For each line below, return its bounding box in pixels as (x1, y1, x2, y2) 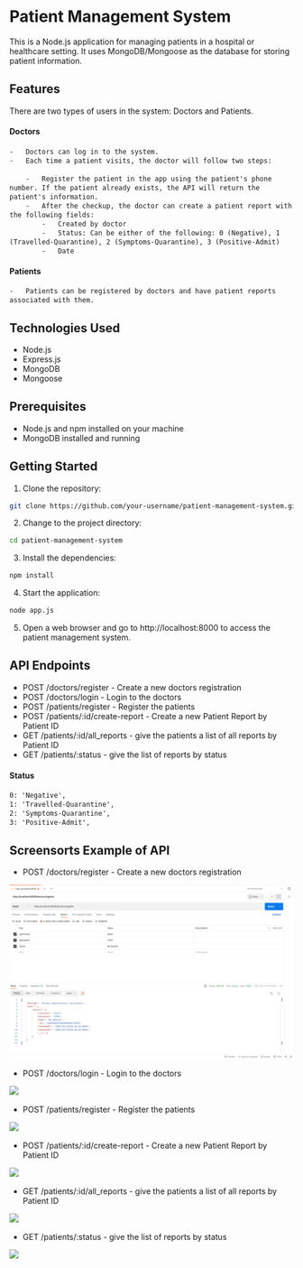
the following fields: (9, 210, 95, 219)
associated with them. (9, 296, 95, 305)
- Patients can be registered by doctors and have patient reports (9, 287, 277, 296)
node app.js (9, 606, 54, 615)
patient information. (9, 55, 83, 66)
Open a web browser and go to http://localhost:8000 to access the (22, 623, 271, 634)
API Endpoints (9, 658, 91, 673)
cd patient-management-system (9, 536, 124, 545)
